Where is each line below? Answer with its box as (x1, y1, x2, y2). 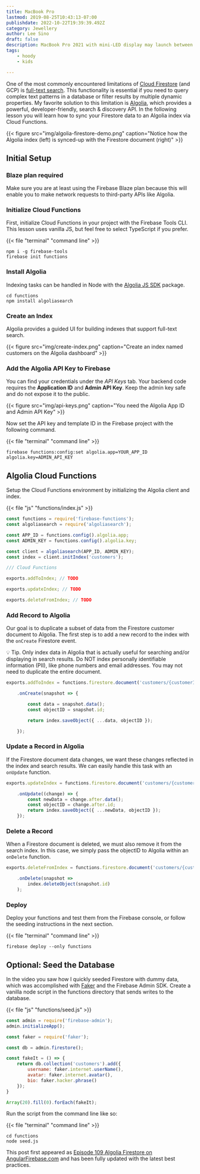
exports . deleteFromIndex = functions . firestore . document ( (6, 865, 153, 871)
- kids (17, 58, 33, 64)
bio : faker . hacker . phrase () (27, 1078, 97, 1083)
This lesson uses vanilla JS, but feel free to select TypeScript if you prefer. (6, 226, 189, 233)
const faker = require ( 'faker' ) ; (6, 1034, 89, 1040)
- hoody (17, 53, 36, 59)
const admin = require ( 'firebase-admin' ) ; (6, 1017, 113, 1023)
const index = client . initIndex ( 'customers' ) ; (6, 554, 124, 560)
